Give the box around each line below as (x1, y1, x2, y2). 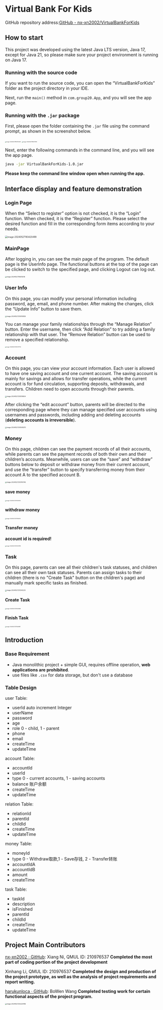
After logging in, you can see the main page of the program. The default (5, 256, 149, 262)
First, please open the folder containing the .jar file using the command (5, 123, 150, 129)
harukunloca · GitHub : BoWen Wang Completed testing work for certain (5, 988, 151, 994)
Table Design (5, 684, 37, 691)
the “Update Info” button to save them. (5, 306, 83, 312)
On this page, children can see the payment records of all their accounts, (5, 446, 151, 452)
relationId (12, 810, 32, 816)
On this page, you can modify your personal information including (5, 296, 137, 301)
